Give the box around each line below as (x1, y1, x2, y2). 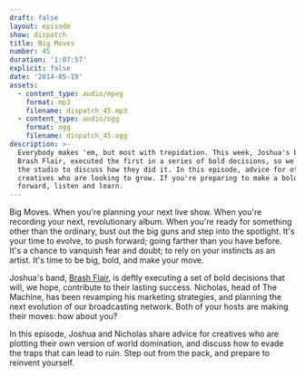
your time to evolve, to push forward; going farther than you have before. (9, 236, 283, 246)
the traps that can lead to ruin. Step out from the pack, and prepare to (9, 348, 271, 359)
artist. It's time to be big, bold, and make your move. (9, 255, 204, 266)
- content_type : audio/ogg (17, 114, 120, 123)
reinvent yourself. (9, 357, 75, 368)
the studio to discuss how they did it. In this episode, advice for (17, 165, 286, 174)
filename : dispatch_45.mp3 (25, 106, 128, 115)
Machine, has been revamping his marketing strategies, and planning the (9, 292, 282, 303)
